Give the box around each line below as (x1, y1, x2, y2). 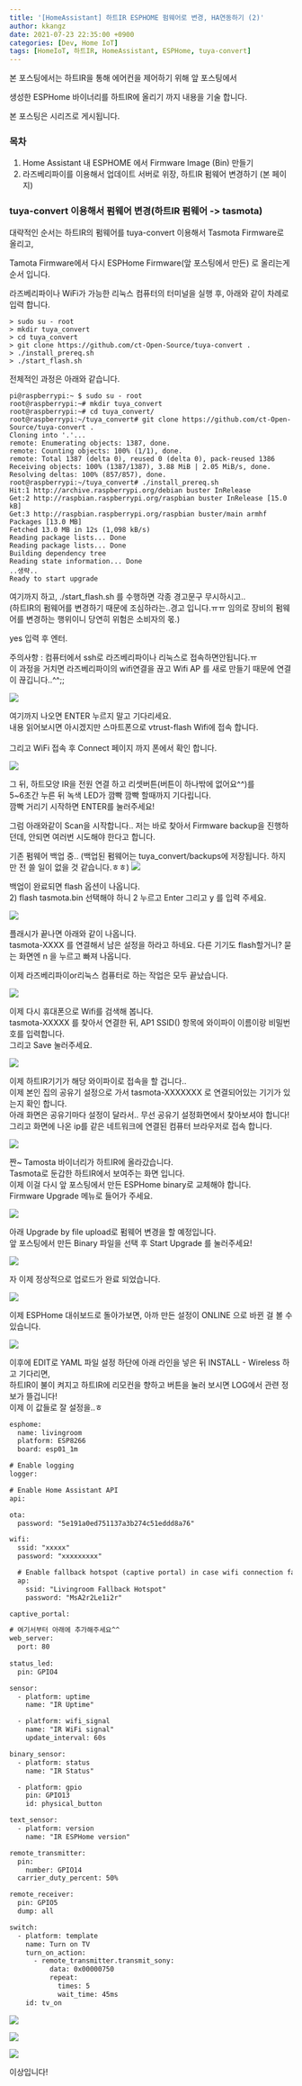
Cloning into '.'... (9, 430, 87, 439)
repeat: (49, 1973, 78, 1982)
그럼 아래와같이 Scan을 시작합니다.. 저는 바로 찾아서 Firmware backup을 (9, 820, 265, 831)
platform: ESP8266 (17, 1437, 87, 1446)
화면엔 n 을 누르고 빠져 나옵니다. (18, 951, 132, 962)
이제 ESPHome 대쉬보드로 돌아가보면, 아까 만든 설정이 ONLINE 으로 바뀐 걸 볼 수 (9, 1309, 293, 1320)
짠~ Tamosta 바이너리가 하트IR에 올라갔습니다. (9, 1156, 173, 1167)
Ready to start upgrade (9, 573, 99, 583)
